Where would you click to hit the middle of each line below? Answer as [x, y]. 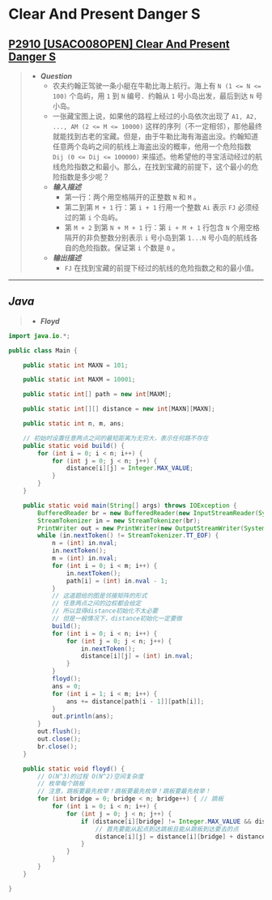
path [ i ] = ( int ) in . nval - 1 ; [117, 581]
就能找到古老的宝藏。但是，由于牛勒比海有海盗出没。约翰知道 [155, 136]
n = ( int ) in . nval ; [84, 544]
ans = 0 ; [66, 686]
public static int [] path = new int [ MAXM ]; [98, 395]
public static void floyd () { [74, 769]
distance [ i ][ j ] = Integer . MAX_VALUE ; [130, 468]
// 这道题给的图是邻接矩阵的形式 [99, 596]
